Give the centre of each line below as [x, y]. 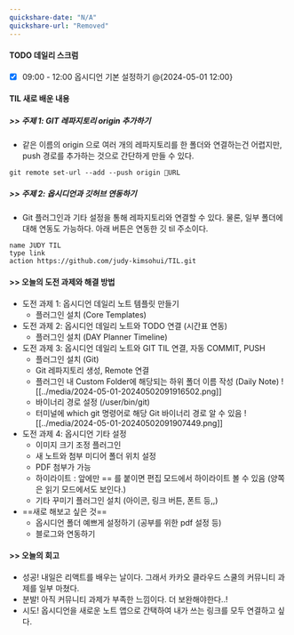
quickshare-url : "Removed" [59, 26]
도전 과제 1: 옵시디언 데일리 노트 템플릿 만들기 [100, 303]
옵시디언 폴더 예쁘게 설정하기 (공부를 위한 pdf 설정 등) [128, 522]
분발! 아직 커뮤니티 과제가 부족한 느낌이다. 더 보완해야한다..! [125, 599]
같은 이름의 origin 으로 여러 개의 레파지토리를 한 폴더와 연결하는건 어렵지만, [152, 145]
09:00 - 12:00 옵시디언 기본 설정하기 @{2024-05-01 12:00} [127, 76]
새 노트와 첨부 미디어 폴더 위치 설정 [96, 455]
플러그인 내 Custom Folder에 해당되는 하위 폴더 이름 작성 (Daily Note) [157, 381]
